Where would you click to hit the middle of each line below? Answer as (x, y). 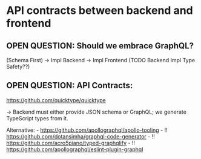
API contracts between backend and (100, 11)
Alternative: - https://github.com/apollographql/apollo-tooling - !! (87, 130)
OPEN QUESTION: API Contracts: (70, 86)
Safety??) (18, 67)
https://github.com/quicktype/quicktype (56, 100)
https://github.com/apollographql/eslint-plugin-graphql (75, 149)
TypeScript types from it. (37, 118)
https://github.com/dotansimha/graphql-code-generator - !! (81, 136)
